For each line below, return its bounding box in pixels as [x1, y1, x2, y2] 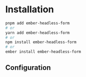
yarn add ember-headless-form [5, 30, 70, 35]
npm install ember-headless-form [5, 40, 77, 45]
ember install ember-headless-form [5, 49, 81, 54]
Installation [5, 4, 54, 15]
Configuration [5, 63, 51, 72]
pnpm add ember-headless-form [5, 21, 70, 26]
